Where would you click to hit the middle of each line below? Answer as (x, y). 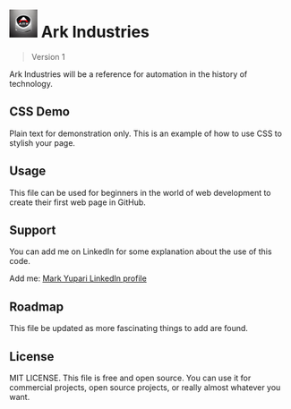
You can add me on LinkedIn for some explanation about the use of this (141, 251)
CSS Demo (39, 112)
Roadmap (37, 307)
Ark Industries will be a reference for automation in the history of (128, 74)
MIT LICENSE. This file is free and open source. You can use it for (130, 378)
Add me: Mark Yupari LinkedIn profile (78, 278)
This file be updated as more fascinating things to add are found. (129, 328)
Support (33, 230)
